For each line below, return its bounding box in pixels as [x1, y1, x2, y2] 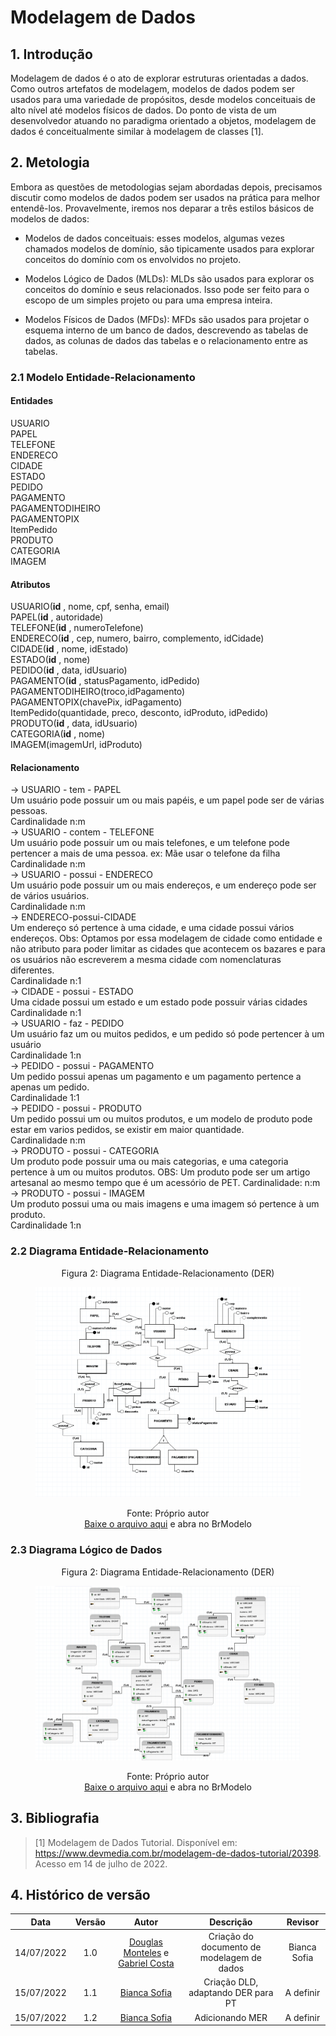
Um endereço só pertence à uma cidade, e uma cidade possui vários [10, 922, 295, 934]
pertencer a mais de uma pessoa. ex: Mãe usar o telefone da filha [10, 847, 281, 860]
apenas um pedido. [10, 1081, 90, 1093]
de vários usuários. [10, 890, 90, 902]
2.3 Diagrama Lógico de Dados [10, 1543, 163, 1557]
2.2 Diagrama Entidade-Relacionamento [10, 1244, 210, 1258]
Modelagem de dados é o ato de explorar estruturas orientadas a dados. [10, 72, 309, 84]
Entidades [10, 395, 54, 407]
